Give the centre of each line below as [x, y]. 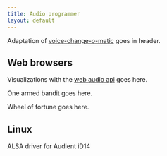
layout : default [31, 20]
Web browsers [40, 62]
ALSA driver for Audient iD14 [49, 146]
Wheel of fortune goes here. [48, 107]
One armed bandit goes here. [50, 93]
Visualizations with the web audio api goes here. [78, 80]
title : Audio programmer [44, 14]
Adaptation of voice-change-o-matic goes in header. [84, 40]
